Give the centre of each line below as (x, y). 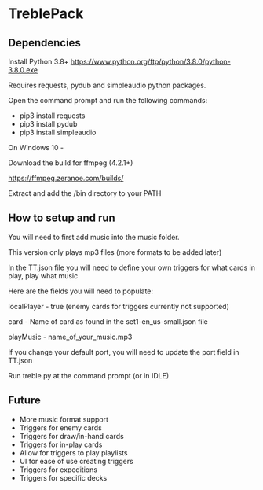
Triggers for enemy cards (60, 427)
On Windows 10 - (36, 147)
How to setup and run (62, 218)
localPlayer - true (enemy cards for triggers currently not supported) (119, 306)
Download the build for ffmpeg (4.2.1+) (71, 163)
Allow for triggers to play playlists (73, 452)
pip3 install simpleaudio (58, 132)
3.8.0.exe (23, 70)
